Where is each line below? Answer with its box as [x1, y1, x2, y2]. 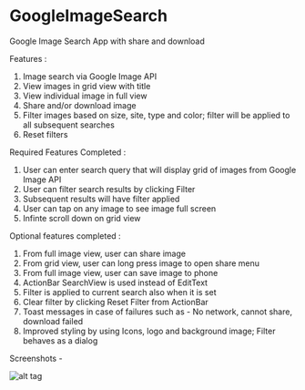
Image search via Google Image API [22, 70, 158, 82]
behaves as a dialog [22, 334, 98, 346]
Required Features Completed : [9, 147, 127, 158]
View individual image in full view [22, 90, 147, 101]
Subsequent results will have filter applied [22, 193, 180, 204]
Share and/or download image [22, 99, 137, 110]
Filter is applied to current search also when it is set [22, 286, 217, 297]
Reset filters [22, 128, 68, 139]
